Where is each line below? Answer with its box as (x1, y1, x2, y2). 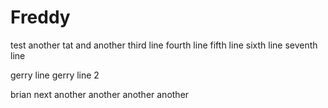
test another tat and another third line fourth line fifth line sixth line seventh (10, 39, 318, 51)
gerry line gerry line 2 (10, 69, 100, 81)
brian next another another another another (10, 88, 190, 100)
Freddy (10, 6, 71, 29)
